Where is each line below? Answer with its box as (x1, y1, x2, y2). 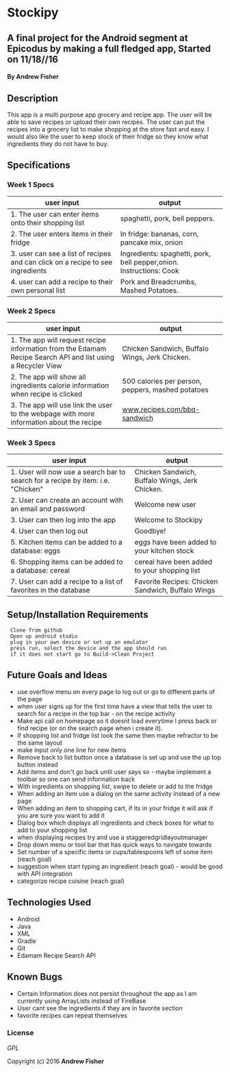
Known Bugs (7, 971, 63, 983)
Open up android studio (10, 633, 78, 640)
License (7, 1028, 34, 1038)
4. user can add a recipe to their (10, 277, 114, 286)
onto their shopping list (10, 218, 85, 227)
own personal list (10, 286, 66, 295)
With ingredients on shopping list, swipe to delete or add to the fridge (16, 782, 214, 790)
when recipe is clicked (10, 389, 83, 399)
